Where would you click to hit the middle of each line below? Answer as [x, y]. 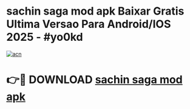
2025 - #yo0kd [45, 37]
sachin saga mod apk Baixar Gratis [95, 11]
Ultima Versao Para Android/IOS [89, 24]
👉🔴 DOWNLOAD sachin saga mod [95, 80]
